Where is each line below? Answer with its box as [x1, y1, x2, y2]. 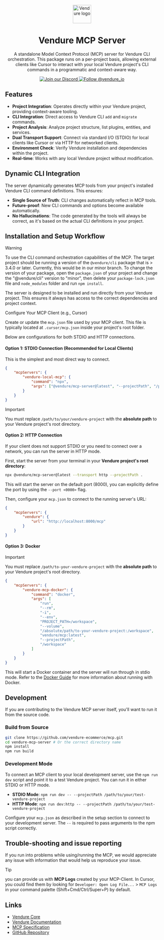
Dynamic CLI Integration [5, 169, 81, 178]
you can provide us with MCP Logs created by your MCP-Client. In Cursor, [5, 876, 155, 882]
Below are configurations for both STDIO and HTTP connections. [5, 334, 136, 340]
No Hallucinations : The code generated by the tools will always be [12, 213, 146, 219]
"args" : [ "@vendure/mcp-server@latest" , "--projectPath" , [31, 384, 152, 389]
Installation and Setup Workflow [5, 232, 105, 240]
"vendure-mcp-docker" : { [22, 587, 73, 592]
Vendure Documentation [12, 919, 61, 925]
